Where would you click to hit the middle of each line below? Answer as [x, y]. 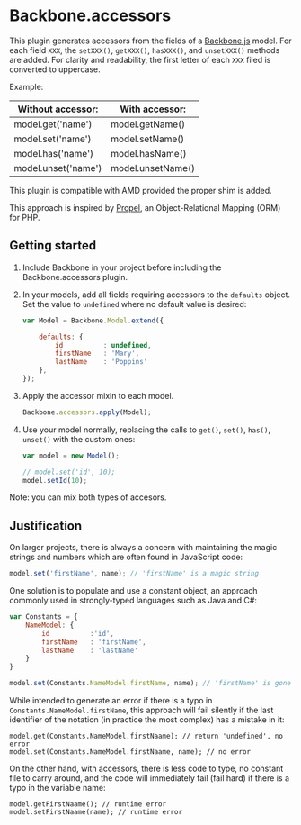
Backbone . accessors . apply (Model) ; [87, 412]
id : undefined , [103, 345]
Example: [27, 86]
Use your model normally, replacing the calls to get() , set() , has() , [146, 430]
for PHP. [25, 217]
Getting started [53, 245]
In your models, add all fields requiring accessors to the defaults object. [156, 295]
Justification [46, 526]
